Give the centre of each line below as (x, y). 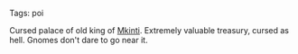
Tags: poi (27, 13)
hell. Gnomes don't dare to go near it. (79, 40)
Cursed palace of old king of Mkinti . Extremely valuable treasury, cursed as (149, 30)
